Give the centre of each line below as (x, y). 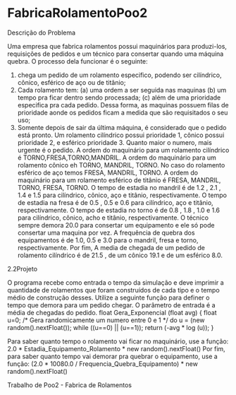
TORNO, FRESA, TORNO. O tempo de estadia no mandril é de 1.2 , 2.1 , (119, 187)
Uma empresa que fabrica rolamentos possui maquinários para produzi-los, (117, 46)
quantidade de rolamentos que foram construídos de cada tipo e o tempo (113, 290)
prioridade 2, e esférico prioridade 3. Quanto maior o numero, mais (115, 142)
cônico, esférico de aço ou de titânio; (72, 82)
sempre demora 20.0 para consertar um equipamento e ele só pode (116, 225)
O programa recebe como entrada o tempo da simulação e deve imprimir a (116, 282)
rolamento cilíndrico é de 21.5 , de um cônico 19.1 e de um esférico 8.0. (120, 255)
